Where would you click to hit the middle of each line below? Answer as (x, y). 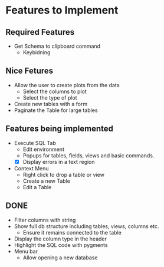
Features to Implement (62, 10)
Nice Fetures (29, 71)
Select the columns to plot (55, 91)
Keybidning (37, 52)
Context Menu (31, 168)
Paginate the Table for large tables (56, 110)
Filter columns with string (45, 220)
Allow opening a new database (60, 258)
